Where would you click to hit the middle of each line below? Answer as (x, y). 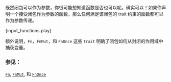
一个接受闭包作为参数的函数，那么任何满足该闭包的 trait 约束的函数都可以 (87, 14)
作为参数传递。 (21, 20)
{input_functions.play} (29, 30)
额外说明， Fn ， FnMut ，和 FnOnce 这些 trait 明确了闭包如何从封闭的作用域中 (84, 41)
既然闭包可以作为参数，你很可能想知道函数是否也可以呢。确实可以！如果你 (83, 7)
